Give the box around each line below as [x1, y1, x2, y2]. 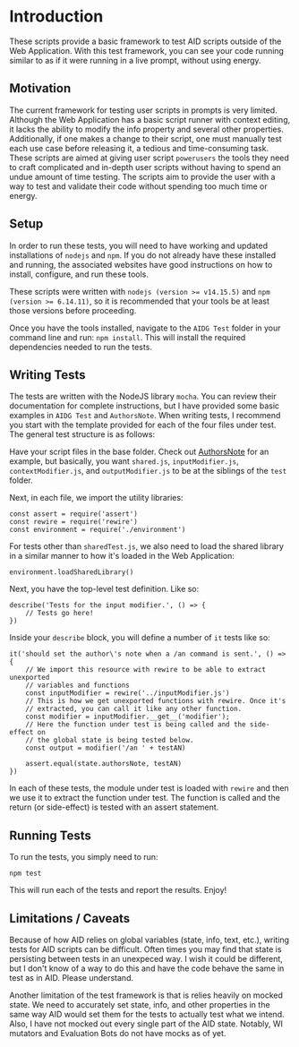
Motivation [9, 81, 72, 96]
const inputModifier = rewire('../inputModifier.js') [25, 689, 230, 698]
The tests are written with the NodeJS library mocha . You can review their [9, 391, 277, 402]
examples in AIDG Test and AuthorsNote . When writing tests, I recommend [9, 410, 281, 421]
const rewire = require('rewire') [9, 518, 139, 527]
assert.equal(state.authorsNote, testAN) [25, 760, 182, 768]
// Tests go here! [25, 609, 94, 618]
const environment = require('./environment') [9, 526, 186, 535]
